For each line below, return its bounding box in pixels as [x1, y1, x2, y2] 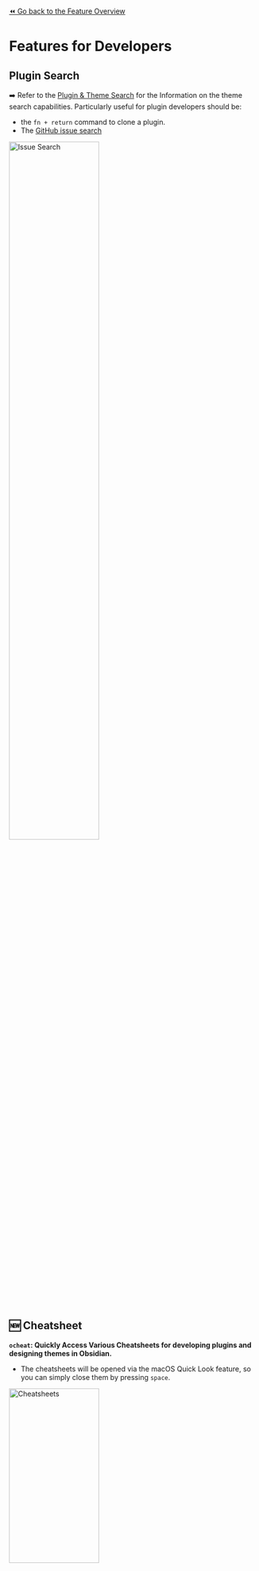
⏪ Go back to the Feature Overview [9, 6, 126, 16]
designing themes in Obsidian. [9, 1348, 112, 1358]
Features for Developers [9, 37, 172, 56]
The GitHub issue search [20, 126, 102, 135]
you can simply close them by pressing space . [20, 1372, 171, 1382]
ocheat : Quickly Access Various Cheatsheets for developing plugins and [9, 1340, 252, 1350]
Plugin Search [9, 68, 80, 82]
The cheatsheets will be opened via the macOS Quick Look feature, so [20, 1363, 251, 1374]
